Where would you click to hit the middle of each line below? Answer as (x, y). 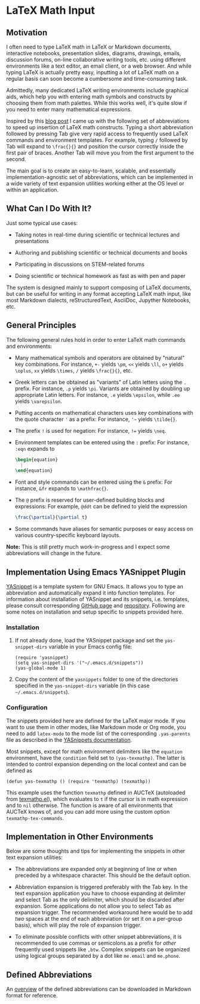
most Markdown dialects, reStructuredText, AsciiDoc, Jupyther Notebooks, (99, 300)
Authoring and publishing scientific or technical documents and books (101, 253)
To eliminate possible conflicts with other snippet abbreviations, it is (98, 937)
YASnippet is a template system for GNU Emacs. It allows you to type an (95, 586)
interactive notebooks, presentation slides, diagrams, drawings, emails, (94, 53)
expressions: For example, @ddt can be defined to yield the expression (101, 506)
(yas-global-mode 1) (40, 668)
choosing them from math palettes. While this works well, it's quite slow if (97, 103)
